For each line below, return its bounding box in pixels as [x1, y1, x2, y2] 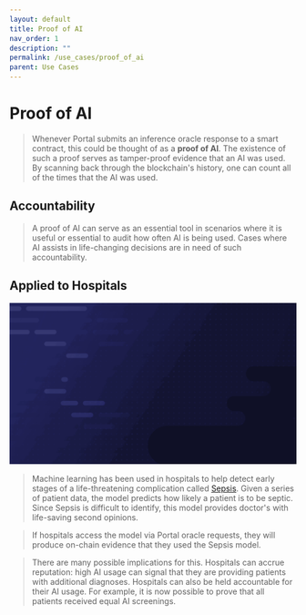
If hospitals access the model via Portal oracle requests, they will [31, 529, 276, 541]
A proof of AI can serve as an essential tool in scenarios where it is [31, 222, 282, 233]
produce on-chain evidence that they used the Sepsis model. [31, 539, 261, 550]
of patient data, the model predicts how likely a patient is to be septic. [31, 493, 293, 504]
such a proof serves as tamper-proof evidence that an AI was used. [31, 152, 286, 163]
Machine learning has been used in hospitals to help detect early [31, 474, 275, 485]
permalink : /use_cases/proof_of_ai [9, 53, 145, 63]
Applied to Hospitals [9, 278, 127, 293]
